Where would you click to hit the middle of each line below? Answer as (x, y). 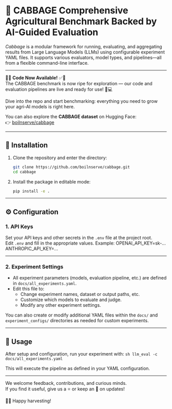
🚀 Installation (27, 145)
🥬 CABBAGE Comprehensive (67, 11)
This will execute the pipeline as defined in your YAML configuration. (78, 368)
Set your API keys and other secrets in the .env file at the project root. (79, 238)
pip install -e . (31, 191)
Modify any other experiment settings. (61, 305)
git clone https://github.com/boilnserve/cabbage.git (71, 167)
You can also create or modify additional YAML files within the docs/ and (82, 315)
